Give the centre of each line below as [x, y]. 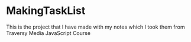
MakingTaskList [46, 11]
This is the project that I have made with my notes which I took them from [96, 27]
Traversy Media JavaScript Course [48, 33]
